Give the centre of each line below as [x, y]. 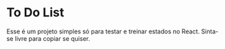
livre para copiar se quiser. [53, 38]
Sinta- [210, 31]
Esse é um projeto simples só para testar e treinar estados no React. [103, 31]
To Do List [35, 13]
